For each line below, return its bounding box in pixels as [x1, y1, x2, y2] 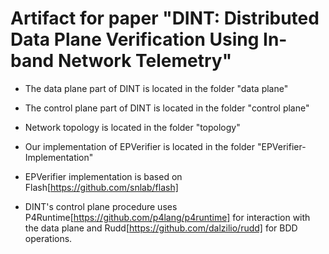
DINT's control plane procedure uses [24, 200, 178, 212]
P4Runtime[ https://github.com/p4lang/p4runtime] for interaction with [24, 211, 311, 223]
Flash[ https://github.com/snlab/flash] [24, 181, 179, 193]
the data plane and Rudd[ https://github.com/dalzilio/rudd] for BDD [24, 222, 298, 234]
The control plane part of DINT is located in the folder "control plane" [24, 102, 310, 114]
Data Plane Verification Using [10, 28, 260, 51]
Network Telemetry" [57, 50, 233, 72]
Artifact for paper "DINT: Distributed [10, 7, 320, 30]
